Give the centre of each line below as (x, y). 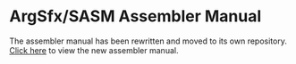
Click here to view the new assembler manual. (94, 50)
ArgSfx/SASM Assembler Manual (135, 16)
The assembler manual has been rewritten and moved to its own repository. (148, 41)
